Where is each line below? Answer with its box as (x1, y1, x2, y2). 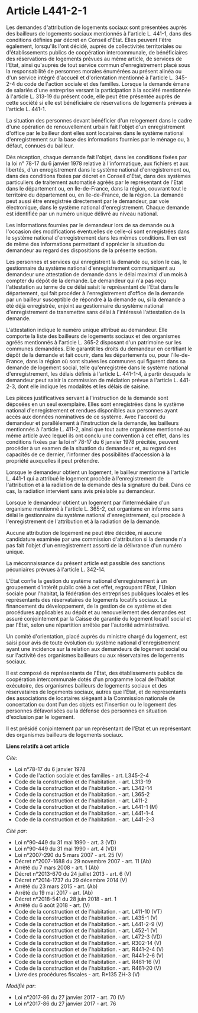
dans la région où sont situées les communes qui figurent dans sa (25, 357, 186, 364)
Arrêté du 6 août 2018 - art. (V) (14, 901, 90, 909)
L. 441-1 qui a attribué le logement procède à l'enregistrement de (6, 475, 164, 482)
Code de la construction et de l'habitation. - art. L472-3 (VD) (14, 933, 163, 940)
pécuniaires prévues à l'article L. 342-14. (6, 566, 106, 573)
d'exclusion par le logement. (6, 713, 75, 720)
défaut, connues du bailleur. (6, 142, 74, 149)
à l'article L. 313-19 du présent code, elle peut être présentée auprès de (6, 93, 180, 100)
